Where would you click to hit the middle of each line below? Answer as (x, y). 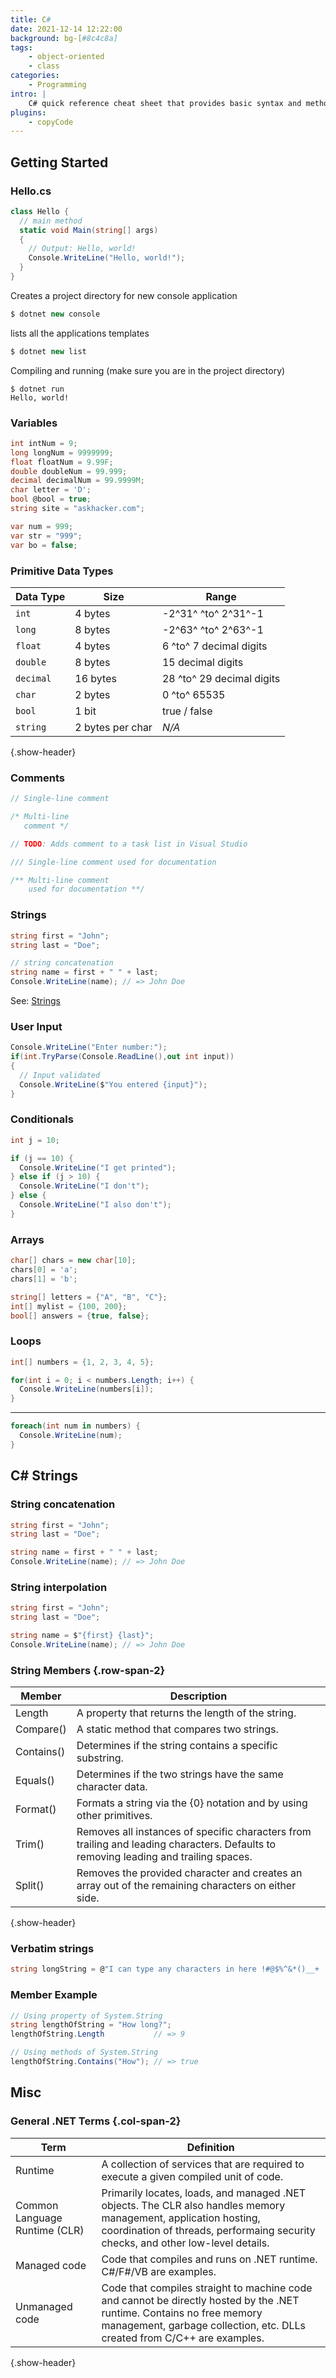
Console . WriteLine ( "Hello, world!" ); (107, 258)
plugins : (28, 112)
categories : (35, 76)
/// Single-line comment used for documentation (113, 862)
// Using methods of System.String (84, 2052)
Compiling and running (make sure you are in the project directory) (148, 370)
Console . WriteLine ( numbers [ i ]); (87, 1389)
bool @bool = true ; (51, 499)
